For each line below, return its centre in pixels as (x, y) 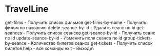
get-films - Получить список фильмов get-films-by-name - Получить (76, 22)
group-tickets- (138, 38)
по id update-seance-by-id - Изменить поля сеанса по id (64, 38)
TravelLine (27, 9)
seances (14, 33)
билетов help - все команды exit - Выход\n (50, 48)
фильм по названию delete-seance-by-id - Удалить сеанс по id (70, 27)
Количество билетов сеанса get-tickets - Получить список (92, 43)
